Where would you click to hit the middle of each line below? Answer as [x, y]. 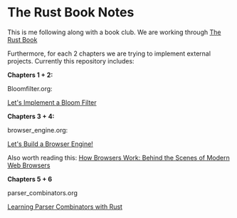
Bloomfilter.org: [30, 88]
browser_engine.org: [38, 130]
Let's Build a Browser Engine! [51, 144]
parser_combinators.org [43, 192]
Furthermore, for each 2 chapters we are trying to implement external [109, 53]
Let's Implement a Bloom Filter [52, 102]
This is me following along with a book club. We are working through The [114, 32]
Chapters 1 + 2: [30, 75]
